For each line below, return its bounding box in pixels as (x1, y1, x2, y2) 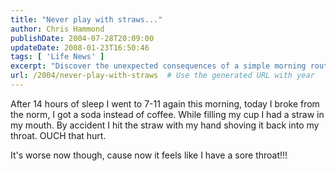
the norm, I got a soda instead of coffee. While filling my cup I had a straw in (10, 108, 325, 120)
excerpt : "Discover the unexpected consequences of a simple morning (10, 61, 307, 71)
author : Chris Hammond (10, 24, 105, 34)
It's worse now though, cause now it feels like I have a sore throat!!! (10, 149, 288, 161)
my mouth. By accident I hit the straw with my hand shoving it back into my (10, 119, 320, 131)
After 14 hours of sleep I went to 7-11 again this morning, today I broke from (10, 97, 320, 110)
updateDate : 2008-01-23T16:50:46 (10, 42, 150, 53)
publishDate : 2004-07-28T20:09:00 (10, 33, 155, 43)
